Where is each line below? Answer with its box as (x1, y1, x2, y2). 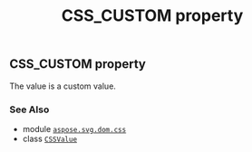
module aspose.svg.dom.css (22, 123, 127, 134)
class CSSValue (22, 133, 78, 144)
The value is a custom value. (9, 81, 116, 91)
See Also (9, 103, 50, 116)
